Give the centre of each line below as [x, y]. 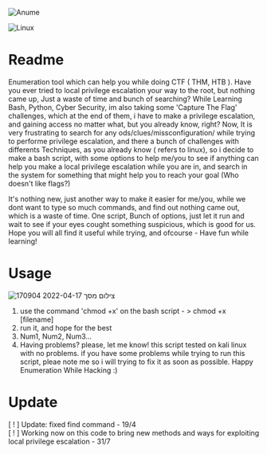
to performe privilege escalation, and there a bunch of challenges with [124, 141]
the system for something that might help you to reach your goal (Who [124, 174]
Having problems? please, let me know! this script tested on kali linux [133, 344]
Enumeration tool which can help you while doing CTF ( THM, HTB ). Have [130, 82]
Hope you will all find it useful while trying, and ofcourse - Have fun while [129, 233]
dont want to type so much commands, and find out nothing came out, [124, 207]
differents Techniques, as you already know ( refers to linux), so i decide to [131, 149]
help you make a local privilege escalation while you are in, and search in [128, 166]
